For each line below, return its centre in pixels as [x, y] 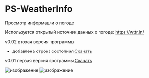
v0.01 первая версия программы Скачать [49, 60]
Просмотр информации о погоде [40, 23]
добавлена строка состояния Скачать [52, 51]
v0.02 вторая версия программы [40, 41]
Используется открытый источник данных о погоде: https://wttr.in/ [75, 32]
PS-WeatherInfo [39, 9]
